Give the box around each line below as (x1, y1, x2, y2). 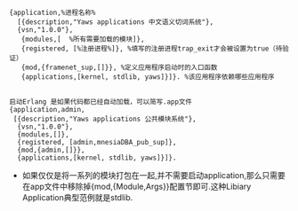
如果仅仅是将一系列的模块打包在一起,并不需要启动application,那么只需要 (21, 170, 286, 180)
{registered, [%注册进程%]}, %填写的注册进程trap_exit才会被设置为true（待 (20, 44, 283, 53)
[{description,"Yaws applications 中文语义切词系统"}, (17, 18, 214, 27)
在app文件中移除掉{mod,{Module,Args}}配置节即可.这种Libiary (21, 181, 252, 191)
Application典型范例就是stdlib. (21, 192, 133, 202)
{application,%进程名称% (9, 8, 96, 17)
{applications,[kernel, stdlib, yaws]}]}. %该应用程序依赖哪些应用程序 (20, 73, 275, 82)
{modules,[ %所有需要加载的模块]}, (20, 35, 145, 43)
